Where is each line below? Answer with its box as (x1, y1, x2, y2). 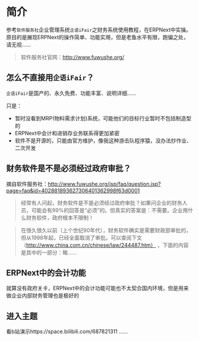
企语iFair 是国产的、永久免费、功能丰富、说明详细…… (6, 90, 137, 97)
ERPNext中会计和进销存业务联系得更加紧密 (14, 129, 120, 136)
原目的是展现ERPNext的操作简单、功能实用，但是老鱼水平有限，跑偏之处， (6, 33, 189, 40)
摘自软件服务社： (6, 180, 48, 187)
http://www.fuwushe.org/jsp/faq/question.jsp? (48, 180, 162, 187)
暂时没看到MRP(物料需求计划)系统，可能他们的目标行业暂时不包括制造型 (14, 114, 192, 122)
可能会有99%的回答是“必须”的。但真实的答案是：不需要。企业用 (31, 206, 188, 213)
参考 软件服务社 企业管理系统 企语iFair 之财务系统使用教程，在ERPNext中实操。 (6, 26, 192, 33)
